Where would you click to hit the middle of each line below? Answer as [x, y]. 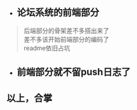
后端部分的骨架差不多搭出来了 [66, 31]
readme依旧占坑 [47, 48]
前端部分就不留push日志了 [73, 72]
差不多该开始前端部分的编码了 [66, 39]
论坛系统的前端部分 [58, 13]
